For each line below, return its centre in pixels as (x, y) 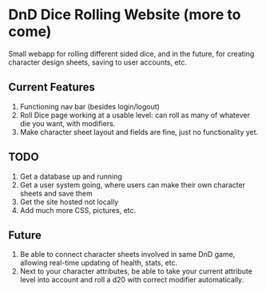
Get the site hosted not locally (69, 202)
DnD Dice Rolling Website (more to (125, 15)
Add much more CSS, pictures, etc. (78, 210)
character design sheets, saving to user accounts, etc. (98, 62)
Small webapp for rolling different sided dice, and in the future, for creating (131, 53)
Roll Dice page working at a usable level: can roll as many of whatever (135, 115)
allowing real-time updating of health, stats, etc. (99, 263)
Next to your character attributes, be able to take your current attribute (136, 271)
